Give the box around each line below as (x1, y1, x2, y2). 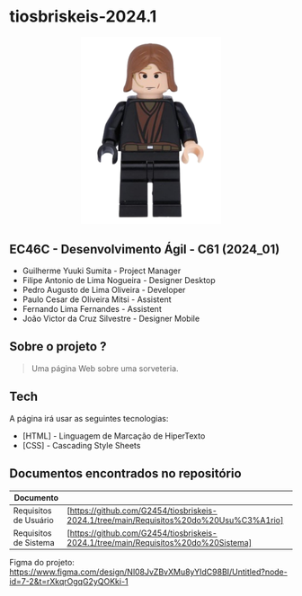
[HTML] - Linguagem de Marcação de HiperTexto (22, 430, 206, 441)
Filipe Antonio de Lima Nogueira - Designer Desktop (22, 275, 216, 286)
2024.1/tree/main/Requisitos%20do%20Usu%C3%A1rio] (67, 515, 284, 526)
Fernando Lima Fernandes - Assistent (22, 304, 162, 315)
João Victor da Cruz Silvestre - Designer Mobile (22, 313, 200, 325)
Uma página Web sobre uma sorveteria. (31, 362, 179, 374)
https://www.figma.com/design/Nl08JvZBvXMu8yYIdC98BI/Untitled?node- (9, 566, 288, 577)
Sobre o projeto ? (9, 339, 107, 354)
